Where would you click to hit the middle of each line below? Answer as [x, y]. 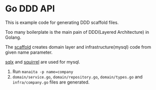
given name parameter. [29, 52]
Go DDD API [30, 9]
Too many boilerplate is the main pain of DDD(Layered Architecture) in [77, 32]
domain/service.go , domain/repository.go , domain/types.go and [78, 77]
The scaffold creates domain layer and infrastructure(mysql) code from [78, 47]
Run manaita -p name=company [43, 71]
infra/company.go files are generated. [51, 82]
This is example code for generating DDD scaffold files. [62, 22]
